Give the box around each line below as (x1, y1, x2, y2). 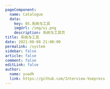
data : (9, 16, 21, 21)
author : (5, 67, 21, 72)
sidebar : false (5, 48, 37, 53)
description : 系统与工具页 (14, 30, 65, 35)
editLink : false (5, 62, 39, 67)
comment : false (5, 58, 37, 63)
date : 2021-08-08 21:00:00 (5, 40, 61, 44)
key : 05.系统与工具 (14, 21, 51, 26)
